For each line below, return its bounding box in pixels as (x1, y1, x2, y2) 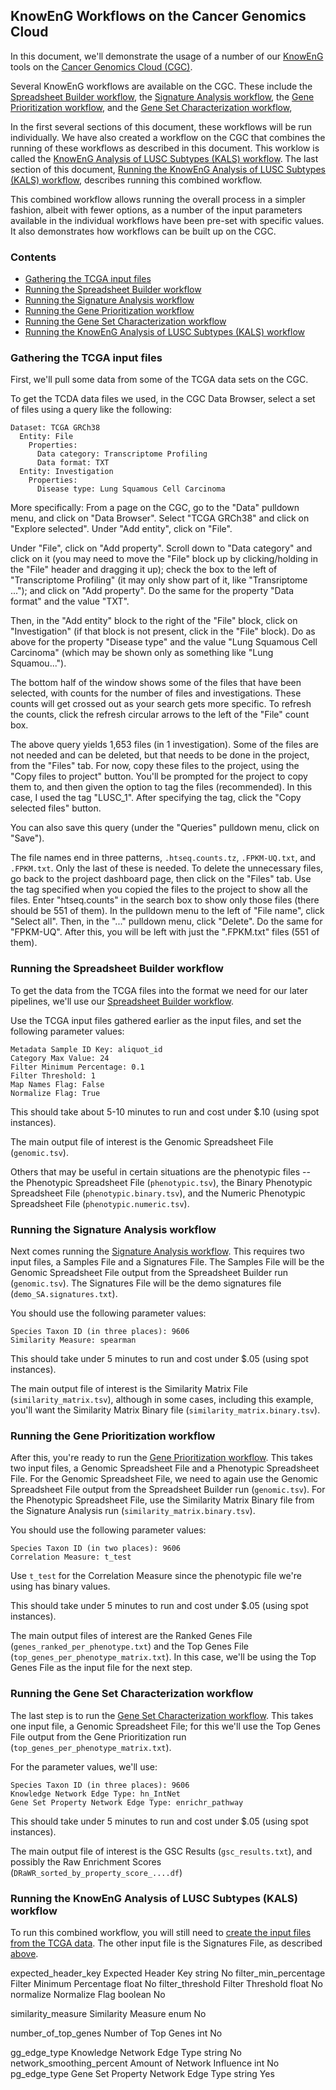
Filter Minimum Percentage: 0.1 (10, 1062, 145, 1072)
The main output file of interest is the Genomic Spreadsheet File (10, 1135, 274, 1148)
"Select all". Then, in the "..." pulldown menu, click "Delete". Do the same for (10, 915, 323, 928)
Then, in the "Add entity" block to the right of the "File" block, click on (10, 615, 298, 627)
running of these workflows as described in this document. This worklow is (10, 142, 320, 154)
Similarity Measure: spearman (10, 1335, 137, 1345)
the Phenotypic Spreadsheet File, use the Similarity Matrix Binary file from (10, 1494, 315, 1506)
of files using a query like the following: (10, 404, 172, 416)
